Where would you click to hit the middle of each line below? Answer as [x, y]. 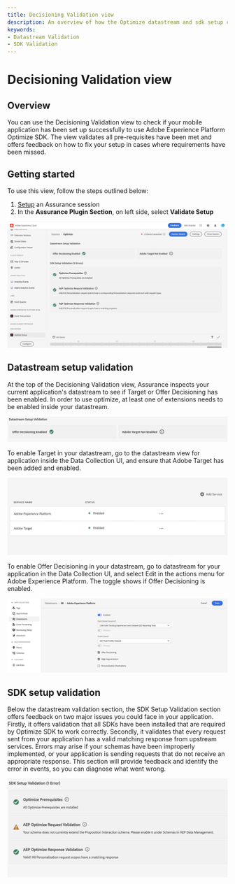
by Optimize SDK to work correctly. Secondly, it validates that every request [116, 732]
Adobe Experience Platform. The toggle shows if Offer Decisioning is [106, 581]
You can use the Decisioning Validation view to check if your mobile [105, 122]
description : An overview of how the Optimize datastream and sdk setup [115, 22]
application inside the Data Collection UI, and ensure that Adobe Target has [116, 461]
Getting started [41, 174]
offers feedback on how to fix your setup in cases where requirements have [116, 145]
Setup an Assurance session [58, 204]
